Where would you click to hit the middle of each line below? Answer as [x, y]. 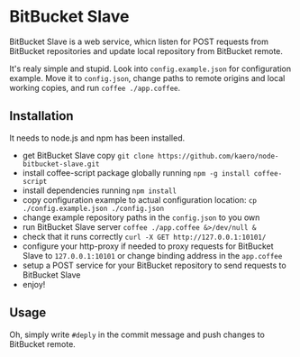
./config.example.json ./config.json [93, 208]
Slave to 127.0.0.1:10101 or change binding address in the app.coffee [152, 255]
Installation [41, 116]
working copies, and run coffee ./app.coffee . [95, 87]
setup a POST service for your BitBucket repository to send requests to [154, 265]
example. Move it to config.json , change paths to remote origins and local [147, 78]
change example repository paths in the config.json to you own [141, 217]
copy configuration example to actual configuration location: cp [139, 199]
